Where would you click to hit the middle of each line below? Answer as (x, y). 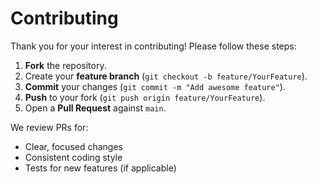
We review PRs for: (49, 127)
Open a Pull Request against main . (95, 108)
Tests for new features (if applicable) (100, 168)
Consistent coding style (73, 157)
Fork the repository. (65, 65)
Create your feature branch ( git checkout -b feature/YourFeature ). (166, 76)
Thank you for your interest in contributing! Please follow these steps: (153, 46)
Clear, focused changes (73, 146)
